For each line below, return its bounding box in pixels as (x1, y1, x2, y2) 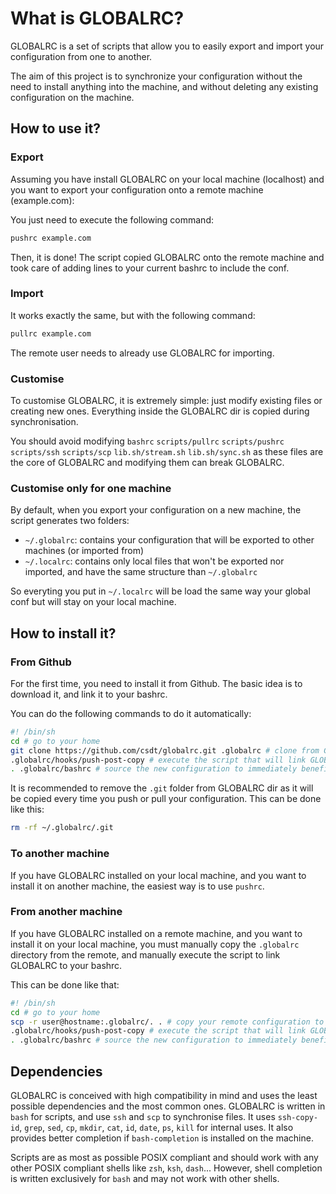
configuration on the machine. (10, 91, 135, 103)
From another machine (10, 905, 123, 919)
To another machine (10, 847, 110, 861)
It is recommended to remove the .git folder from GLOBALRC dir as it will (10, 782, 314, 794)
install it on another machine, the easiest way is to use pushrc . (10, 880, 265, 892)
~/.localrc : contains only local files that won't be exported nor (24, 555, 285, 567)
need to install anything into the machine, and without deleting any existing (10, 80, 319, 92)
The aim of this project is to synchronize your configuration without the (10, 70, 303, 82)
